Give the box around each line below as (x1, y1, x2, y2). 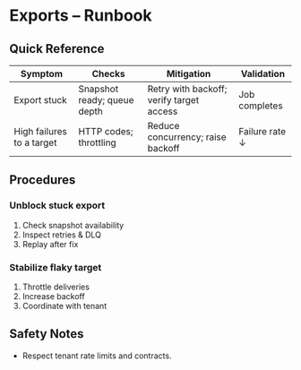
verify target (147, 94, 200, 106)
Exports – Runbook (9, 5, 152, 26)
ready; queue (78, 94, 134, 106)
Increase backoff (21, 290, 85, 301)
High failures (13, 125, 67, 137)
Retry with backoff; (147, 82, 228, 95)
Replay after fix (21, 238, 79, 249)
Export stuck (13, 94, 67, 106)
